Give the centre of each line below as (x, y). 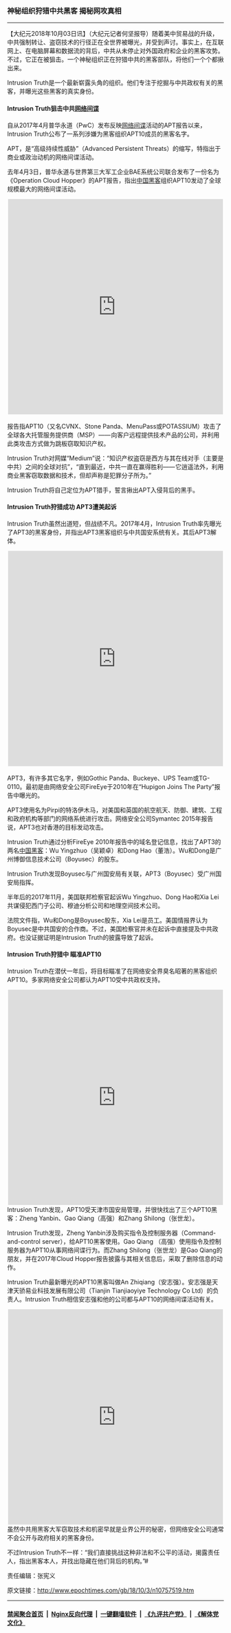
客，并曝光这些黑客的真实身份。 (52, 92)
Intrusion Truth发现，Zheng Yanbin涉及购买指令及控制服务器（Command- (112, 1233)
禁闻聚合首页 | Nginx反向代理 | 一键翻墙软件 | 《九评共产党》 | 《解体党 (113, 1614)
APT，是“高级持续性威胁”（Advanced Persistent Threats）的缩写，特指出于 (114, 148)
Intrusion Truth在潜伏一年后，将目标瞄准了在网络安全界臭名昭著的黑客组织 (112, 971)
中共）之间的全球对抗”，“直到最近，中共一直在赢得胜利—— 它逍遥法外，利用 (115, 466)
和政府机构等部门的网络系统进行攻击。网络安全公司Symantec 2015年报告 (110, 819)
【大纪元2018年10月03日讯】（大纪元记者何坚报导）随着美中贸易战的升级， (113, 34)
